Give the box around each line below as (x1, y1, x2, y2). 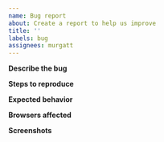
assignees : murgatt (8, 42, 74, 50)
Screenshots (8, 126, 52, 136)
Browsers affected (8, 110, 72, 120)
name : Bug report (8, 11, 67, 20)
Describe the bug (8, 63, 68, 73)
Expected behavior (8, 95, 73, 104)
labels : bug (8, 34, 48, 43)
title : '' (8, 26, 42, 34)
